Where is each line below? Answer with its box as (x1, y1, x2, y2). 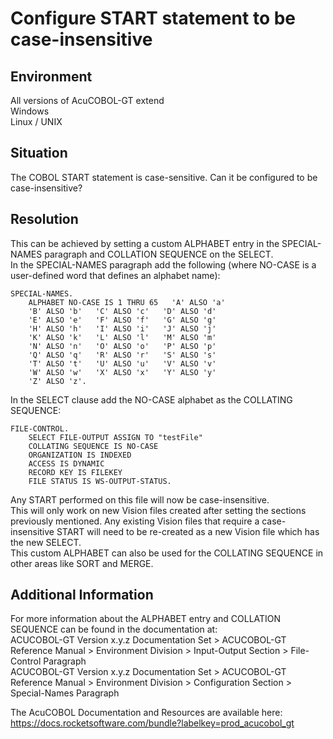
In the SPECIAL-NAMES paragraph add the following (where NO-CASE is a (10, 258, 317, 271)
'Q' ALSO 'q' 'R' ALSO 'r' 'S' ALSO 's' (28, 350, 217, 360)
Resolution (10, 211, 79, 228)
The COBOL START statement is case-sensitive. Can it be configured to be (10, 171, 318, 183)
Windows (10, 105, 50, 117)
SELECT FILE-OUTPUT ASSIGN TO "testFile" (28, 432, 203, 442)
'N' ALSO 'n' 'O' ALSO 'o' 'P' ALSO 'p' (28, 341, 217, 351)
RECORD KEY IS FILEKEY (28, 467, 123, 477)
